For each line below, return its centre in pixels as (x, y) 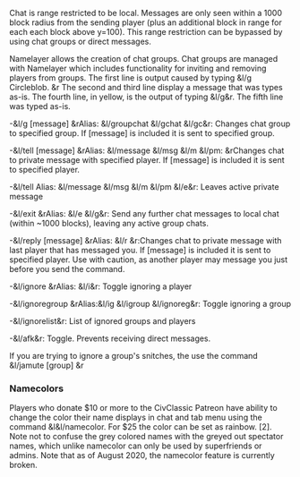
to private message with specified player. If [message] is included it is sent (147, 160)
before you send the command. (67, 269)
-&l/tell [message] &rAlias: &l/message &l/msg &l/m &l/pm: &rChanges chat (147, 150)
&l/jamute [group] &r (47, 365)
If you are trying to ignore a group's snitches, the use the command (133, 356)
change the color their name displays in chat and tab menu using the (136, 417)
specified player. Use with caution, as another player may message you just (149, 260)
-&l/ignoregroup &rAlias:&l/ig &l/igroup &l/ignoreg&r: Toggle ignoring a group (150, 304)
